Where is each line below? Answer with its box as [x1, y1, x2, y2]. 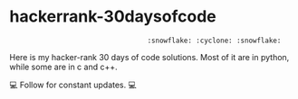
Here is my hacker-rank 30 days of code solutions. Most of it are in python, [9, 51, 290, 62]
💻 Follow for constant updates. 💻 [9, 79, 138, 90]
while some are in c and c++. [9, 61, 118, 72]
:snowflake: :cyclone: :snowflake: [147, 36, 282, 45]
